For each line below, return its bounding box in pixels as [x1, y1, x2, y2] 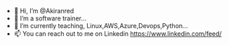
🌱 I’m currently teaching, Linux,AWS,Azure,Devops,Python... [13, 22, 188, 30]
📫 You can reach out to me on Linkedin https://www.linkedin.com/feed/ [13, 30, 222, 38]
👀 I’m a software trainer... [13, 14, 86, 22]
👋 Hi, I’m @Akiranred [13, 7, 74, 15]
